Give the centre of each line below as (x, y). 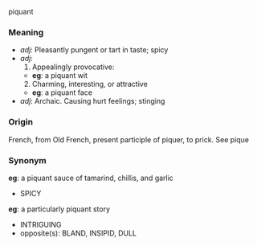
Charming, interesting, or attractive (90, 84)
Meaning (26, 32)
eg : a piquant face (62, 92)
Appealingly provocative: (73, 67)
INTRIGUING (41, 224)
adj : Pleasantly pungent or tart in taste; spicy (94, 50)
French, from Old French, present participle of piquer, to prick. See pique (129, 139)
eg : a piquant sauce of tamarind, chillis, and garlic (91, 178)
